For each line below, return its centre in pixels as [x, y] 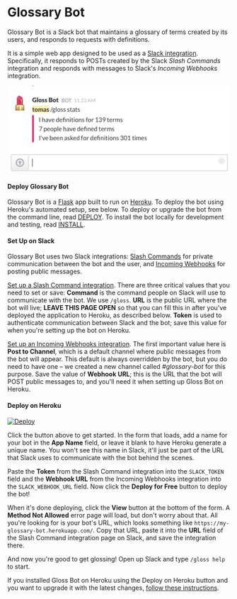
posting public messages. [45, 272]
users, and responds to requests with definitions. [79, 39]
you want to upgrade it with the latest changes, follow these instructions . [113, 588]
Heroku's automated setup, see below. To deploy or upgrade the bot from [115, 210]
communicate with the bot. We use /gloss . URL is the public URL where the [117, 300]
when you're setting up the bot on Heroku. [69, 331]
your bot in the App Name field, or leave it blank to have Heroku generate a [117, 443]
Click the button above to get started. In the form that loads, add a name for [117, 435]
